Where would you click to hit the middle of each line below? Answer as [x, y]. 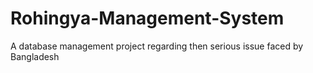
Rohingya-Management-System [147, 18]
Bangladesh [35, 56]
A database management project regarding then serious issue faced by [157, 46]
